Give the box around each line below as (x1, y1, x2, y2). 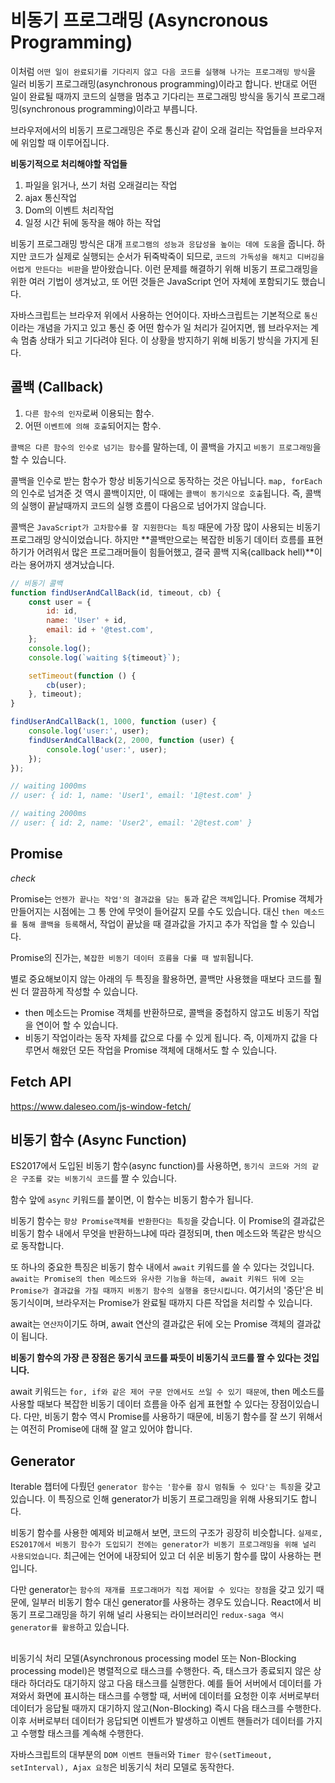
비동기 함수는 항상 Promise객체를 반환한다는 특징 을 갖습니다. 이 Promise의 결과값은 (10, 1215, 326, 1227)
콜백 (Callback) (10, 379, 104, 396)
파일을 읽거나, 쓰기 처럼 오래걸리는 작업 (24, 179, 178, 191)
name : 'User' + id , (46, 616, 128, 626)
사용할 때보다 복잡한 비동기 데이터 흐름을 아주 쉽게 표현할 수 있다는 (10, 1398, 269, 1410)
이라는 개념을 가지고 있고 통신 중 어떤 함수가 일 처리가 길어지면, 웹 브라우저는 (10, 321, 309, 333)
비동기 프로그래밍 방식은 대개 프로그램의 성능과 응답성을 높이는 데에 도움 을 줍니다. (10, 237, 315, 250)
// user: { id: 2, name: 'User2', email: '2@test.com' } (10, 818, 253, 828)
